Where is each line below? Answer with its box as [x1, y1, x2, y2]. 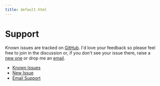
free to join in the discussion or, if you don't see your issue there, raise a [5, 50, 151, 56]
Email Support [12, 75, 41, 81]
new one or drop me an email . [5, 55, 66, 61]
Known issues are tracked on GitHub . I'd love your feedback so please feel [5, 45, 156, 51]
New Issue [12, 70, 34, 76]
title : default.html [5, 7, 47, 12]
